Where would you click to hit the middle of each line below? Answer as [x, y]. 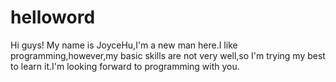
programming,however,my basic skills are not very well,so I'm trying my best [168, 55]
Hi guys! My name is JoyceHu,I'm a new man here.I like [124, 45]
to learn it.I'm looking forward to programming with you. [125, 66]
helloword [53, 17]
